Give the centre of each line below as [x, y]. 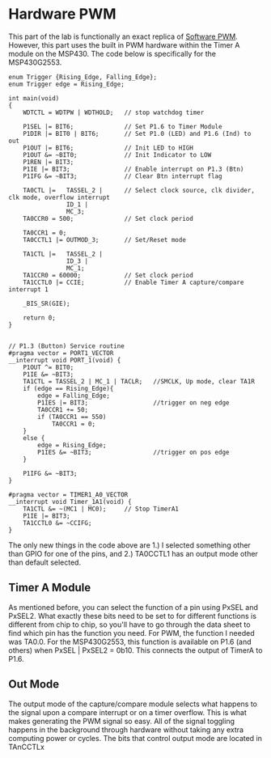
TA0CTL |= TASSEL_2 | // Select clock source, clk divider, [139, 190]
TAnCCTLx [26, 747]
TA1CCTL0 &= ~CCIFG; [57, 523]
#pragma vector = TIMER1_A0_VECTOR [68, 494]
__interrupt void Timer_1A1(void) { [70, 502]
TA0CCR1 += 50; [63, 409]
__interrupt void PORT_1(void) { [65, 360]
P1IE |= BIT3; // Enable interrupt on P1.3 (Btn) [133, 169]
